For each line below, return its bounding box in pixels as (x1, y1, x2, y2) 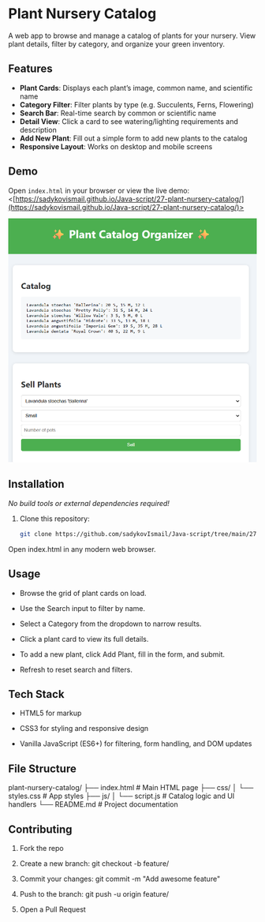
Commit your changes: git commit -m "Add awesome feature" (19, 874, 221, 883)
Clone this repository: (19, 514, 90, 523)
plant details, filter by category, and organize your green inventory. (8, 39, 225, 48)
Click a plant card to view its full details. (19, 634, 149, 643)
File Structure (8, 762, 77, 775)
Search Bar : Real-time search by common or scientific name (19, 108, 217, 118)
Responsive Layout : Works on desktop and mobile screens (19, 141, 213, 151)
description (19, 125, 57, 134)
